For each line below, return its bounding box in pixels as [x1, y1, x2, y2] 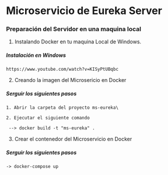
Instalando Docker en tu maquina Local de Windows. [14, 38, 142, 45]
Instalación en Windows [6, 52, 66, 59]
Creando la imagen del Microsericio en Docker [14, 77, 127, 84]
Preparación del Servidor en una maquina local [6, 25, 142, 33]
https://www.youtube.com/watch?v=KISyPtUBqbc [6, 66, 118, 73]
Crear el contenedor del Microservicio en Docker [14, 136, 132, 143]
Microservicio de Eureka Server [6, 4, 162, 18]
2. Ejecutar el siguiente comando [6, 115, 90, 121]
